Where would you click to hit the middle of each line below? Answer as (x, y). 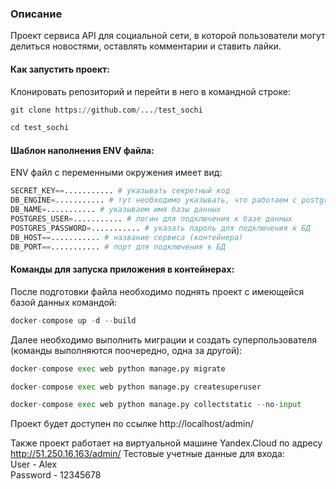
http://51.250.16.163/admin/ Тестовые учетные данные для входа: (147, 454)
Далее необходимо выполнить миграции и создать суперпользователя (164, 339)
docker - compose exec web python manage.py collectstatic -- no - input (156, 405)
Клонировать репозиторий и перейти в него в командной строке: (150, 91)
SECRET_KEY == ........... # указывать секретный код (120, 191)
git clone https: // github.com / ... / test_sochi (106, 110)
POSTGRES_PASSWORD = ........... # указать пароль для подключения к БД (160, 228)
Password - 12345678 (56, 475)
